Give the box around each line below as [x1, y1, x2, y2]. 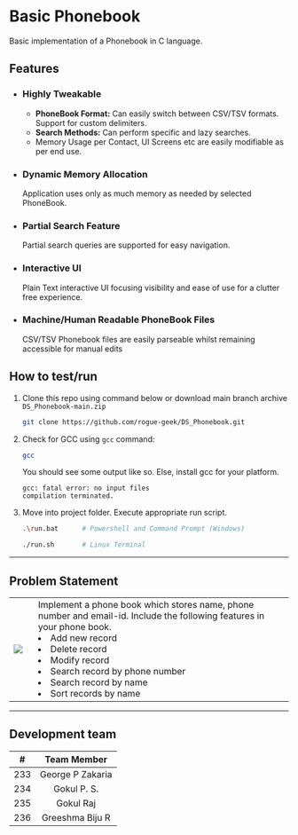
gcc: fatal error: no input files [21, 484, 150, 493]
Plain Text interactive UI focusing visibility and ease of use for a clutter [21, 282, 280, 293]
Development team [9, 727, 117, 742]
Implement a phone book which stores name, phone [38, 598, 255, 610]
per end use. [35, 146, 82, 156]
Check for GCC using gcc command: [21, 433, 155, 445]
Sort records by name [50, 687, 141, 699]
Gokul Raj [56, 797, 96, 809]
